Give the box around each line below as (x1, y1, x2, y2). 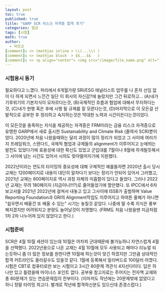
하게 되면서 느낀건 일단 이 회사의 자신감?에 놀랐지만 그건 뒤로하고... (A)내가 (15, 93, 159, 99)
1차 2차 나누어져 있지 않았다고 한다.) (5, 213, 74, 219)
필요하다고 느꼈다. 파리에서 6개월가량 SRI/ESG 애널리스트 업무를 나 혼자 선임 (5, 87, 152, 93)
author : (5, 39, 21, 44)
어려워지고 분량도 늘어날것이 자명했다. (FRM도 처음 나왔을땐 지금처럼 (26, 207, 158, 213)
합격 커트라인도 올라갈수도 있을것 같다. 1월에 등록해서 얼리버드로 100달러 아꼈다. (5, 257, 158, 263)
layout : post (5, 7, 32, 12)
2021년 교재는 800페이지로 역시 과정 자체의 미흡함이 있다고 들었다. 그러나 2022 (5, 176, 158, 182)
